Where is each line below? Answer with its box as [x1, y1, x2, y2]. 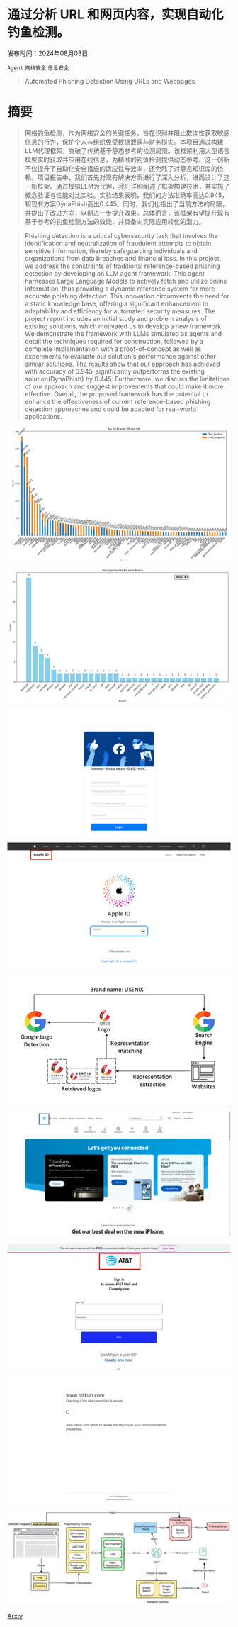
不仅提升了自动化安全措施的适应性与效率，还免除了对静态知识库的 [24, 164, 217, 172]
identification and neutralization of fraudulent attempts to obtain [24, 239, 212, 247]
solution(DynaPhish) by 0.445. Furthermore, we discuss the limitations [24, 374, 230, 383]
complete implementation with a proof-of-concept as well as [24, 345, 202, 353]
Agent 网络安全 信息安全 [7, 65, 69, 72]
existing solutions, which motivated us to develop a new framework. [24, 322, 223, 330]
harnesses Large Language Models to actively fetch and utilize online [24, 276, 227, 285]
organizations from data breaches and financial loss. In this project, [24, 254, 222, 262]
